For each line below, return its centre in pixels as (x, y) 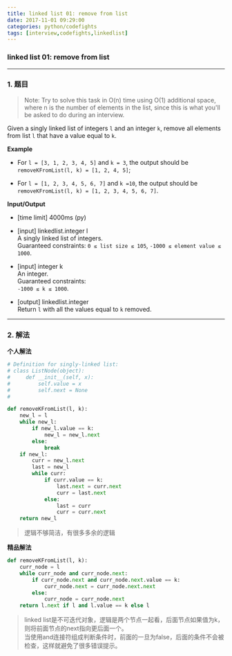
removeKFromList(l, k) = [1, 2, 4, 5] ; (74, 170)
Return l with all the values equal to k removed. (84, 309)
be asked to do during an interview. (74, 114)
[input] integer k (40, 266)
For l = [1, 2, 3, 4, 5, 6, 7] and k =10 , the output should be (107, 183)
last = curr (74, 506)
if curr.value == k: (74, 480)
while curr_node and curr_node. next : (74, 573)
